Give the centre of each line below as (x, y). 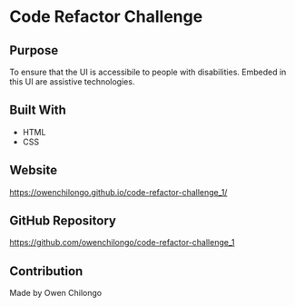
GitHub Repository (63, 221)
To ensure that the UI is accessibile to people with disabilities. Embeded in (148, 72)
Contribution (46, 271)
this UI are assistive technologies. (72, 82)
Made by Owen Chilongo (56, 293)
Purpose (34, 50)
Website (33, 170)
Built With (38, 110)
